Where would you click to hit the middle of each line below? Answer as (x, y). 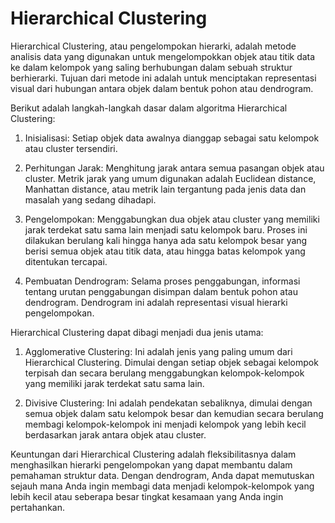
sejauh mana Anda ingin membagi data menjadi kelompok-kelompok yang (162, 486)
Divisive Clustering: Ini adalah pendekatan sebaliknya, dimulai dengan (168, 403)
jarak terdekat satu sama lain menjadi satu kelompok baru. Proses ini (166, 229)
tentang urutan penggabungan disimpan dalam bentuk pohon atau (161, 291)
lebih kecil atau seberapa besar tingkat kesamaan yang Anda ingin (147, 496)
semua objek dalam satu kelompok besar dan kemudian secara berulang (174, 413)
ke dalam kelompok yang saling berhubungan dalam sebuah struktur (151, 67)
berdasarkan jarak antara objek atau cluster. (115, 434)
